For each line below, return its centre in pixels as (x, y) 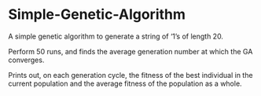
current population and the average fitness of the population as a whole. (125, 83)
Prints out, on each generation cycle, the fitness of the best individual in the (130, 75)
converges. (26, 60)
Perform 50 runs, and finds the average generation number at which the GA (130, 51)
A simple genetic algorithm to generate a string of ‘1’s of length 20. (116, 36)
